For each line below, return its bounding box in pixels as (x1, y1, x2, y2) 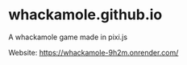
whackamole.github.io (8, 6, 163, 24)
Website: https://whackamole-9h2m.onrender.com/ (8, 47, 179, 57)
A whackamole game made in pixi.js (8, 32, 127, 42)
